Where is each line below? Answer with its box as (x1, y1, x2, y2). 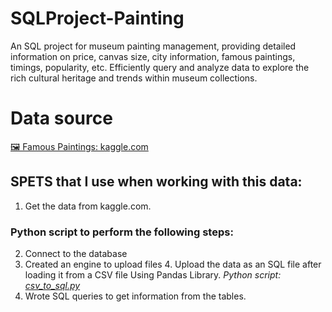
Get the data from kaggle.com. (24, 200, 152, 212)
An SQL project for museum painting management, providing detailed (10, 40, 297, 52)
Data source (10, 107, 113, 130)
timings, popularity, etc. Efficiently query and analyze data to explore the (10, 61, 310, 73)
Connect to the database (24, 247, 128, 259)
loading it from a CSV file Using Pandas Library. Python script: (24, 268, 282, 281)
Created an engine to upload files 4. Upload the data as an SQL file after (24, 258, 322, 270)
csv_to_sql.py (24, 279, 81, 291)
